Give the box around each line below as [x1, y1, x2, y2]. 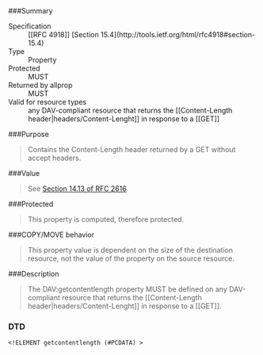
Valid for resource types [8, 97, 87, 106]
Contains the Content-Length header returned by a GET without [27, 145, 236, 154]
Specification [8, 21, 51, 31]
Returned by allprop [8, 81, 73, 90]
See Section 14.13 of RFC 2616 [27, 184, 127, 193]
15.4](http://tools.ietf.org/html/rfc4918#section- [100, 30, 256, 39]
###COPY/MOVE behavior [8, 230, 95, 239]
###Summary [8, 6, 53, 15]
